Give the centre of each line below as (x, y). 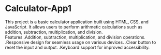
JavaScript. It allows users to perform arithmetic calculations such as (74, 27)
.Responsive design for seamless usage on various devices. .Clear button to (80, 42)
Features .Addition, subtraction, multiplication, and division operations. (75, 37)
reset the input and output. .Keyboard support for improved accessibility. (77, 47)
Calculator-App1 (38, 8)
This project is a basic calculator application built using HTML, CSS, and (77, 22)
